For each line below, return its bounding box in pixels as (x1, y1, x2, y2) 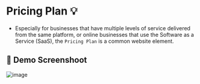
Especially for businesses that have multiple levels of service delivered (14, 24, 191, 31)
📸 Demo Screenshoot (6, 55, 87, 65)
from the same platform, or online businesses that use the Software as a (14, 31, 195, 38)
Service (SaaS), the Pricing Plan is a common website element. (14, 37, 174, 45)
